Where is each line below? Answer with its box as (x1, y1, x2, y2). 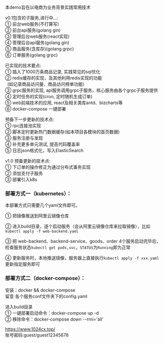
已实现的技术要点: (5, 62, 42, 68)
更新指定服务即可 (5, 261, 40, 267)
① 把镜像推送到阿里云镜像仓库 (5, 213, 69, 219)
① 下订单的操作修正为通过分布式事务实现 (5, 164, 91, 170)
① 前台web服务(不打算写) (5, 21, 59, 27)
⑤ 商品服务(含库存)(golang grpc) (5, 46, 74, 52)
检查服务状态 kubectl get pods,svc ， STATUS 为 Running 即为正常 (5, 244, 131, 250)
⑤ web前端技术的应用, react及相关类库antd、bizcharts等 (5, 100, 123, 106)
